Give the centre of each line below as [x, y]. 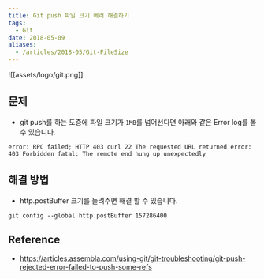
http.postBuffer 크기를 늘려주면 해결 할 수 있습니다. [99, 200]
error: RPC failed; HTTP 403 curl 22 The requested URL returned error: [130, 147]
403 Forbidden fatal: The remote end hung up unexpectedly [107, 154]
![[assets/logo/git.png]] [46, 75]
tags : [17, 23]
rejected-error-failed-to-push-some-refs [86, 267]
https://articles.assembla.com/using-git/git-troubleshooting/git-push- [132, 258]
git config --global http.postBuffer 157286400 [88, 215]
